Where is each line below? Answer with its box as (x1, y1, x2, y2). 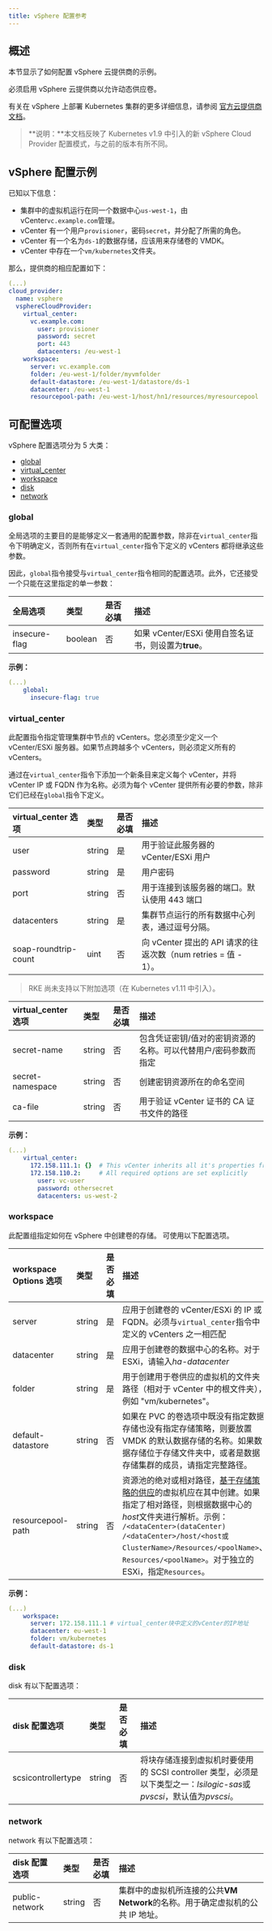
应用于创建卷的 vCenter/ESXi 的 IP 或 (122, 1304, 262, 1315)
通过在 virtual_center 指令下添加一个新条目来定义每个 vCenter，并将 (8, 770, 237, 780)
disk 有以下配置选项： (8, 1681, 81, 1691)
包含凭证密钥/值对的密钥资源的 (138, 1033, 257, 1044)
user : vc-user (37, 1177, 85, 1185)
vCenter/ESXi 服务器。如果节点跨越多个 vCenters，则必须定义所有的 (8, 742, 236, 752)
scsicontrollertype (12, 1772, 82, 1783)
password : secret (37, 332, 96, 341)
